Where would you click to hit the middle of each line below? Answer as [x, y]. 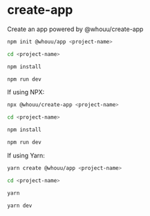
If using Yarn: [26, 155]
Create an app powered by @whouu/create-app [75, 29]
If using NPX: [26, 92]
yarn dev [20, 206]
